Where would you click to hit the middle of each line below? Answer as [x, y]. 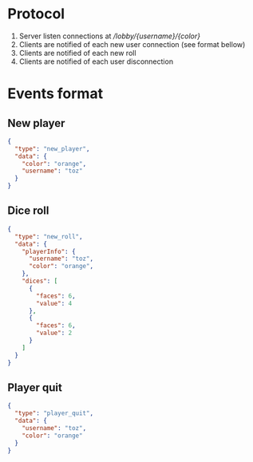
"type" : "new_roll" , [49, 236]
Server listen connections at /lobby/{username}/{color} [110, 36]
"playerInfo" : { [49, 251]
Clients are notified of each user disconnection [96, 61]
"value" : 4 [54, 303]
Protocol [36, 14]
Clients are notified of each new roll [77, 53]
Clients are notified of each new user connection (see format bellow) [132, 44]
